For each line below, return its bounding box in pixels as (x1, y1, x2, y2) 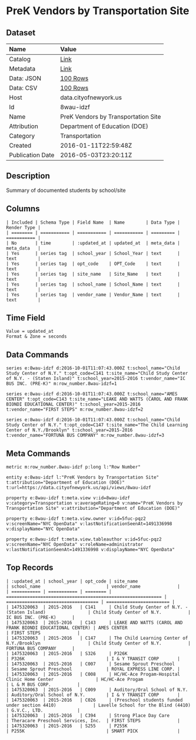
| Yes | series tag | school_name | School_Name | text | (6, 281, 181, 287)
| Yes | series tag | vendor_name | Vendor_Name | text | (6, 292, 181, 297)
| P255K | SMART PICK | (6, 728, 181, 734)
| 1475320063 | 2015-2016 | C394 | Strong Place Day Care (6, 712, 170, 718)
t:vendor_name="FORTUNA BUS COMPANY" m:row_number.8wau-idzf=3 (6, 433, 165, 438)
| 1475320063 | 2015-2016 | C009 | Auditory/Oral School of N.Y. (6, 686, 188, 693)
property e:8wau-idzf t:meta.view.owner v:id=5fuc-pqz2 (6, 516, 146, 522)
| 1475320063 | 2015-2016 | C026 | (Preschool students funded (6, 697, 183, 703)
